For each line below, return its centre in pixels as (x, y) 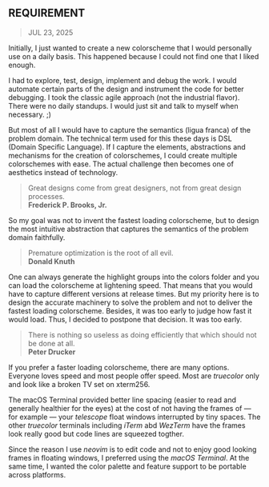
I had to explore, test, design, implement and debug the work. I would (123, 80)
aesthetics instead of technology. (63, 172)
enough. (22, 65)
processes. (46, 196)
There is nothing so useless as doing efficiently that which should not (143, 334)
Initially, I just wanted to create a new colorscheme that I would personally (130, 48)
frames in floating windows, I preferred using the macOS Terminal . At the (129, 457)
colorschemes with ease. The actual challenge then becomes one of (121, 164)
